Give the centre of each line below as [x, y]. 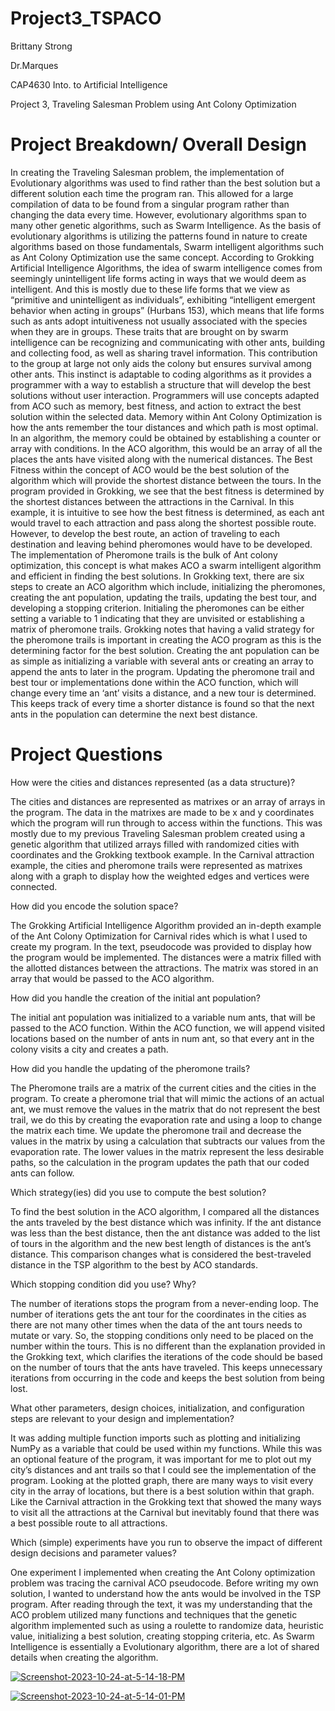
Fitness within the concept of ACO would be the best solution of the [150, 469]
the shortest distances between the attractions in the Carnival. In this [152, 501]
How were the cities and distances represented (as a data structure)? [153, 782]
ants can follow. [42, 1173]
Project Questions [86, 754]
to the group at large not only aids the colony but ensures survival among [161, 363]
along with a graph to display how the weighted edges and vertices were [160, 876]
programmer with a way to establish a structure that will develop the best [161, 384]
